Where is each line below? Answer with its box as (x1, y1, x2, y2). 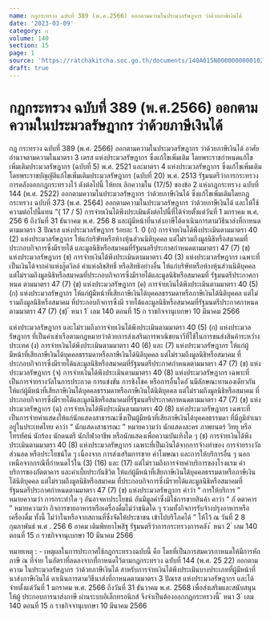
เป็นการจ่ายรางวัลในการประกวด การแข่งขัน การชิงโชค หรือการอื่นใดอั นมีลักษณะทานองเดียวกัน (9, 376, 256, 386)
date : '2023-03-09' (9, 19, 75, 27)
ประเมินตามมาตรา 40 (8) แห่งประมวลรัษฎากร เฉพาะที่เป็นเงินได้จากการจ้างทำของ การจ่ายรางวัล (9, 440, 261, 449)
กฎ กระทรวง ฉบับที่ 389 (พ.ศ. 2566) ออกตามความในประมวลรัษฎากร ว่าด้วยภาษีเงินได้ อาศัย (9, 143, 260, 153)
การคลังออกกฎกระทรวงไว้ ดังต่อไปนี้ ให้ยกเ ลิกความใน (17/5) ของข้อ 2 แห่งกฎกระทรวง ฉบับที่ (9, 179, 260, 189)
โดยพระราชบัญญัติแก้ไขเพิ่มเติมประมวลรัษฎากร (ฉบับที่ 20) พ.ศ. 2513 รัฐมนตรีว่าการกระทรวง (9, 170, 259, 180)
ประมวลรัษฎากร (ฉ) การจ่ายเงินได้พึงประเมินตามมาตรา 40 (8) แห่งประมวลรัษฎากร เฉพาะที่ (9, 404, 251, 413)
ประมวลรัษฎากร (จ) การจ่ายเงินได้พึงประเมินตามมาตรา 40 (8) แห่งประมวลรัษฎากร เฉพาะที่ (9, 367, 250, 377)
